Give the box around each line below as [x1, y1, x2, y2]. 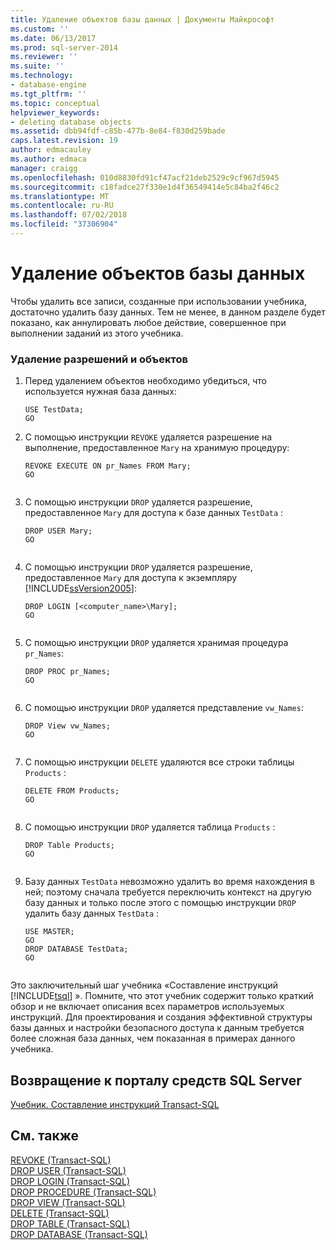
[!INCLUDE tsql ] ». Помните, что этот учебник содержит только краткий [10, 990, 314, 1002]
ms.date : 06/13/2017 [10, 33, 97, 43]
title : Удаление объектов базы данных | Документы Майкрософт [10, 14, 275, 25]
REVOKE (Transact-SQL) [10, 1154, 112, 1166]
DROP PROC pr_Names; [24, 667, 111, 677]
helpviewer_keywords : [10, 107, 101, 118]
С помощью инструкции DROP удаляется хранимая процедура [24, 637, 289, 649]
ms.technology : [10, 71, 74, 81]
